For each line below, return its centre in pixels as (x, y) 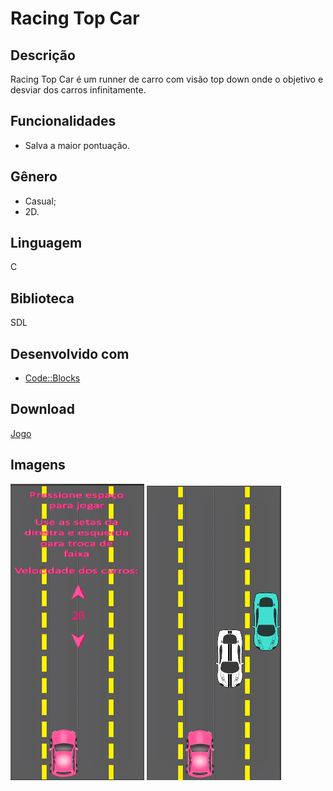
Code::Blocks (52, 378)
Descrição (43, 55)
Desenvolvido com (70, 353)
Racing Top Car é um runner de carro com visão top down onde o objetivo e (167, 79)
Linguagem (46, 243)
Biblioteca (42, 298)
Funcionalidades (63, 121)
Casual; (40, 201)
